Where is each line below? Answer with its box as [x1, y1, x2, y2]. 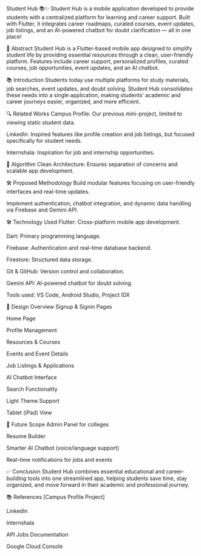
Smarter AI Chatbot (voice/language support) [6, 444, 120, 451]
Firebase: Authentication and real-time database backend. [6, 244, 152, 251]
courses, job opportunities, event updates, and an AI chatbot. [6, 64, 160, 71]
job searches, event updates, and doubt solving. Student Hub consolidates [6, 85, 193, 92]
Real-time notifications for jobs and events [6, 456, 112, 463]
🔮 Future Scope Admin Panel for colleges [6, 421, 109, 428]
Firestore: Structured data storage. [6, 256, 93, 263]
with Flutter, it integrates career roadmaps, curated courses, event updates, [6, 20, 196, 27]
